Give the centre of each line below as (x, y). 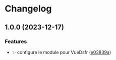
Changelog (28, 9)
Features (16, 41)
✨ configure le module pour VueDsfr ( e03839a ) (62, 52)
